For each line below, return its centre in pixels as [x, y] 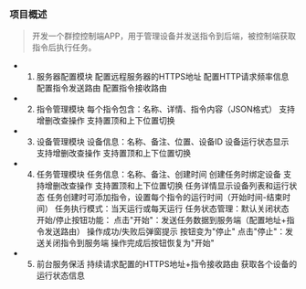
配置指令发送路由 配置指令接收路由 [101, 88]
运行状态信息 [60, 275]
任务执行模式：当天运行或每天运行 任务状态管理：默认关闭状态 [172, 209]
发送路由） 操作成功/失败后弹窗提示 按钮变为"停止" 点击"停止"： [165, 231]
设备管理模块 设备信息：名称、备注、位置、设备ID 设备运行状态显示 [163, 142]
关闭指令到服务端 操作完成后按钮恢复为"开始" [129, 243]
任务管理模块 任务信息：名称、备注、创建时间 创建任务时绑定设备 [158, 175]
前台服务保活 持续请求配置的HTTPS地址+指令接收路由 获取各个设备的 [167, 264]
